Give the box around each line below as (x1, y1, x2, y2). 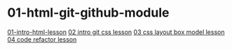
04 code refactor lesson (7, 35, 77, 43)
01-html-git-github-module (7, 5, 170, 21)
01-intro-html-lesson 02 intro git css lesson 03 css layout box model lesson (7, 28, 225, 36)
